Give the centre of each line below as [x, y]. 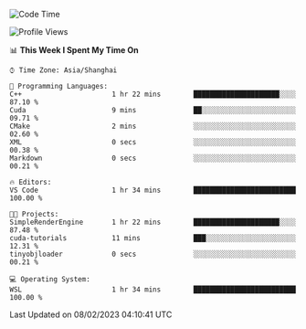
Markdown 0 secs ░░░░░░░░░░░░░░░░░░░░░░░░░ [153, 158]
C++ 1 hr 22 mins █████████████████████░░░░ [153, 94]
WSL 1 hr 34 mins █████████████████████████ [153, 290]
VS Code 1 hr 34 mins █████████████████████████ [153, 190]
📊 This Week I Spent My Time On [74, 50]
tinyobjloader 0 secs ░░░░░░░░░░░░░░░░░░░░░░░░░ [153, 254]
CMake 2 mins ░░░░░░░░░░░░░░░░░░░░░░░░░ [153, 126]
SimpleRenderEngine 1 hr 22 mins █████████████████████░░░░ [153, 222]
